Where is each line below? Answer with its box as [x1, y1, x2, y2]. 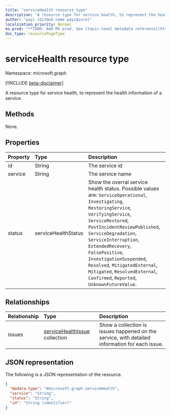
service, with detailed [99, 334, 151, 342]
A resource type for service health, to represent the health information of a [5, 90, 162, 96]
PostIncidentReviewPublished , [88, 223, 160, 230]
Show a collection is [99, 322, 147, 329]
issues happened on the [99, 328, 157, 335]
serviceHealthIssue [43, 328, 90, 335]
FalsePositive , [88, 248, 124, 255]
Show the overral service [88, 178, 148, 186]
